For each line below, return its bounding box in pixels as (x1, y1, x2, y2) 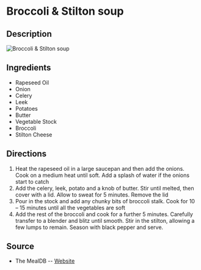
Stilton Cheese (15, 130, 53, 138)
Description (6, 29, 52, 39)
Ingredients (6, 62, 51, 73)
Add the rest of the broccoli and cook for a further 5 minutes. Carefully (15, 210, 194, 218)
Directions (6, 149, 47, 159)
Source (6, 241, 35, 252)
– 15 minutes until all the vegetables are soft (15, 204, 125, 211)
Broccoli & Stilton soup (6, 4, 124, 18)
